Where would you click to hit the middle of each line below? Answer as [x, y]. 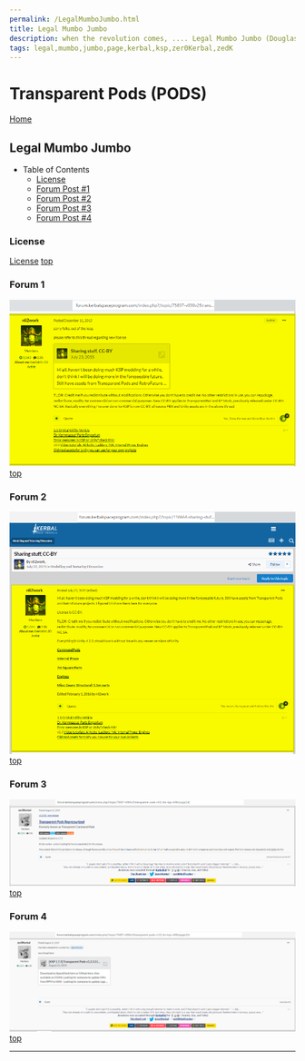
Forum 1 [27, 284]
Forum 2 [28, 497]
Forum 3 [28, 784]
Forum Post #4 [64, 218]
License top [31, 261]
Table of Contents [56, 169]
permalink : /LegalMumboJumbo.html [75, 19]
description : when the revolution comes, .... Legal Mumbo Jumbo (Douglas [154, 38]
